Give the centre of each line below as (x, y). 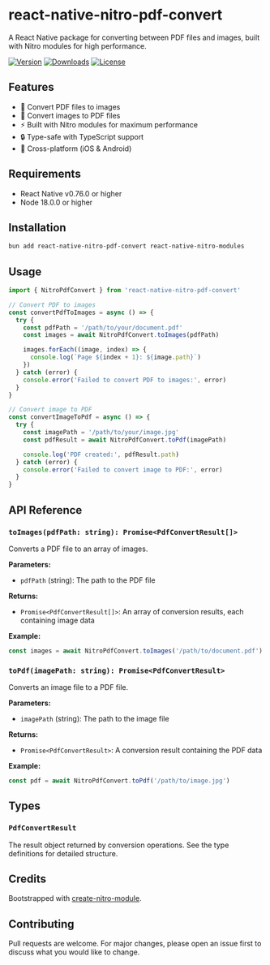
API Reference (45, 510)
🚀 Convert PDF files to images (70, 106)
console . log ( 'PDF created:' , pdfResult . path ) (101, 454)
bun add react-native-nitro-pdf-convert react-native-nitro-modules (126, 246)
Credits (28, 879)
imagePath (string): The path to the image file (94, 719)
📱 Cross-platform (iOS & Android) (76, 149)
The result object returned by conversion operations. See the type (119, 845)
